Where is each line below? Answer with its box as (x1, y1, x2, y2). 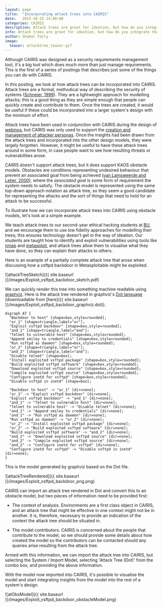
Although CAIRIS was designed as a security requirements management (5, 56, 148, 62)
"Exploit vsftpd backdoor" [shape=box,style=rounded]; (9, 323, 122, 329)
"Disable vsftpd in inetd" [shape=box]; (9, 379, 92, 383)
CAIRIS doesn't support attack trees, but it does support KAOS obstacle (5, 162, 148, 168)
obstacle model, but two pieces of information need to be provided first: (5, 493, 148, 498)
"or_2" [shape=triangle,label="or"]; (9, 345, 85, 350)
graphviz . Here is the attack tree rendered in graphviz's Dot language (5, 291, 143, 297)
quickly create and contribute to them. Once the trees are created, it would (5, 102, 153, 108)
